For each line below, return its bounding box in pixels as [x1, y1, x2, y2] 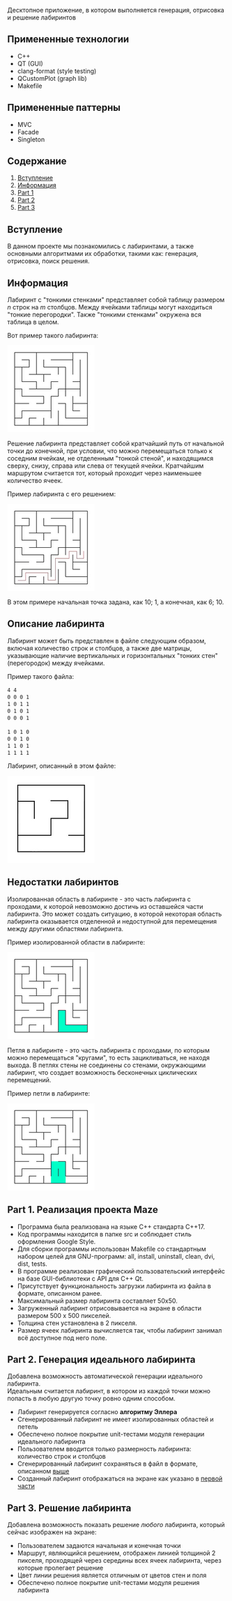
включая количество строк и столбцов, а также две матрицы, [7, 644, 192, 652]
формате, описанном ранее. [17, 1289, 102, 1297]
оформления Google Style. [17, 1237, 96, 1246]
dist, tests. [17, 1259, 47, 1268]
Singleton [17, 135, 45, 144]
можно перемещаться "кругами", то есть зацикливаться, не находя [7, 1053, 210, 1062]
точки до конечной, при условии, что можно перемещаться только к [7, 447, 212, 455]
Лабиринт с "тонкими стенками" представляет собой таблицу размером [7, 296, 225, 304]
